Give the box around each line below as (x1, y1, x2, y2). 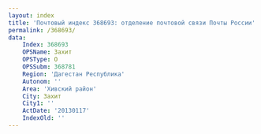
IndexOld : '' (22, 114, 65, 122)
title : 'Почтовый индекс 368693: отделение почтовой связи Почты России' (8, 19, 256, 27)
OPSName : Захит (22, 48, 73, 56)
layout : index (8, 11, 55, 20)
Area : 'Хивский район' (22, 84, 97, 93)
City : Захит (22, 92, 62, 100)
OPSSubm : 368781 (22, 63, 76, 71)
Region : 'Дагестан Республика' (22, 70, 125, 78)
